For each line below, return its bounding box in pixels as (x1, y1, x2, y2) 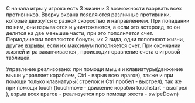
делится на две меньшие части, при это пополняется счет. (6, 30, 154, 37)
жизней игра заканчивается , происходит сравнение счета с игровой (6, 48, 180, 55)
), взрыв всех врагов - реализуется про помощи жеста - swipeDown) (6, 90, 179, 97)
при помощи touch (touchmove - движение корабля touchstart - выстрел (6, 84, 188, 91)
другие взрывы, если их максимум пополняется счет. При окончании (6, 42, 181, 49)
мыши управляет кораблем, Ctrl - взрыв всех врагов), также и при (6, 72, 174, 79)
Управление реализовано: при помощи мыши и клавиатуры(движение (6, 66, 183, 72)
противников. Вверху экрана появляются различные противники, (6, 11, 172, 18)
